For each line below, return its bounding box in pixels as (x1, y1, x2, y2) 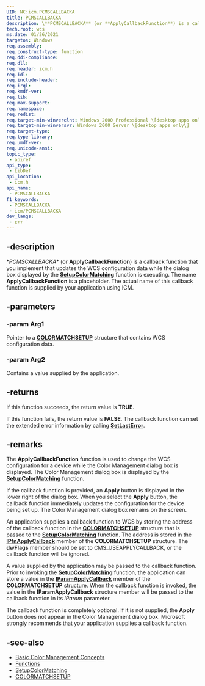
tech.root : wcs (6, 26, 45, 32)
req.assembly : (6, 43, 43, 49)
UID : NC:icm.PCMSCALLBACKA (6, 9, 75, 15)
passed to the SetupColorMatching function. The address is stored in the (6, 531, 192, 538)
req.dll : (6, 60, 29, 66)
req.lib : (6, 94, 29, 100)
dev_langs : (6, 213, 34, 220)
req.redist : (6, 111, 37, 117)
